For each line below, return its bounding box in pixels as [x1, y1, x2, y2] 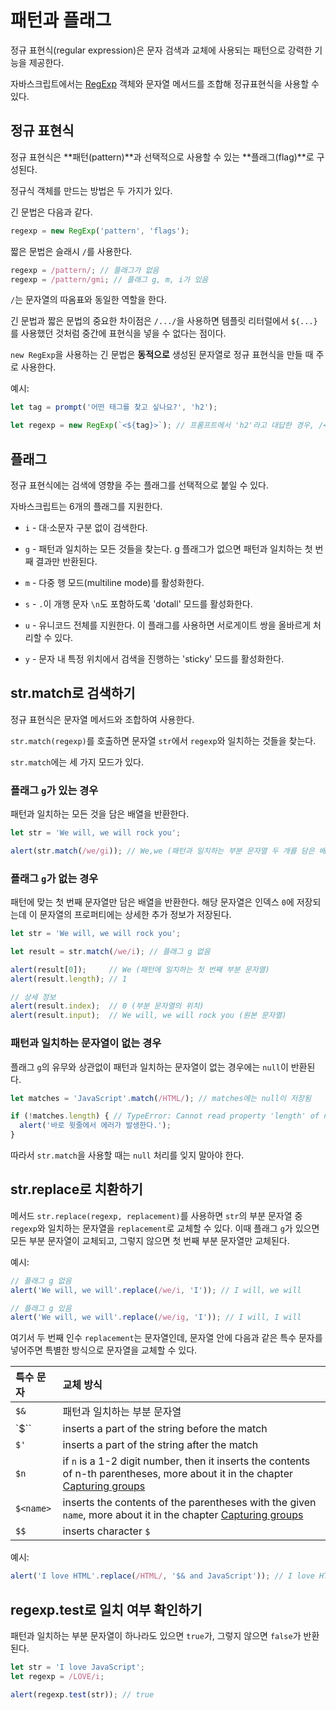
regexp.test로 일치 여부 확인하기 [10, 1601, 203, 1618]
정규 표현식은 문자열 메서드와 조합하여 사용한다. [10, 713, 195, 725]
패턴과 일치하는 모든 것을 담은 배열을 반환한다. [10, 808, 190, 820]
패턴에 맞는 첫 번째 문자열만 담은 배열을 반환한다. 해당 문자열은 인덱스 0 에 [10, 896, 295, 908]
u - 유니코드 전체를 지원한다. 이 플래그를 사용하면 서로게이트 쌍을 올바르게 [24, 619, 312, 631]
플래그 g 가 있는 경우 [10, 783, 99, 797]
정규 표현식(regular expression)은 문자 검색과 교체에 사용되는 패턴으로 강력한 [10, 44, 313, 56]
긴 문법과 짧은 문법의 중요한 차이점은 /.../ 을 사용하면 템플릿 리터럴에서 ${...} [10, 315, 318, 327]
